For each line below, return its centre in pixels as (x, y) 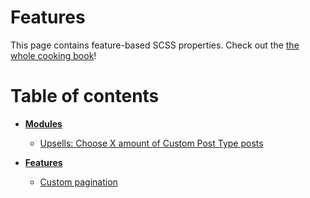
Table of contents (85, 96)
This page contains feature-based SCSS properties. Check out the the (155, 45)
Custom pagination (78, 182)
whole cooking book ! (53, 55)
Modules (43, 123)
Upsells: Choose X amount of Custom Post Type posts (151, 143)
